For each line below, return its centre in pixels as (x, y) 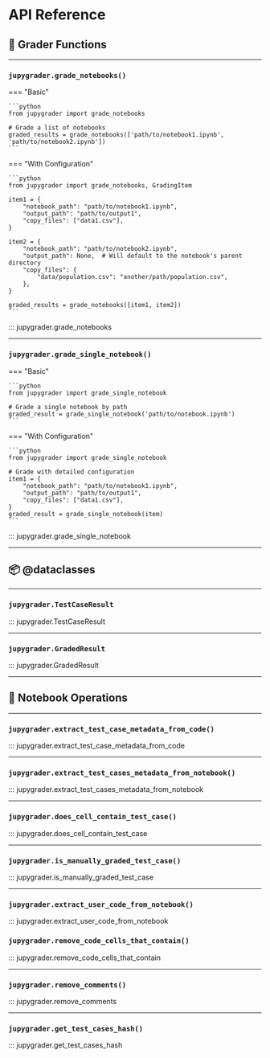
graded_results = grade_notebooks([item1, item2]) (95, 306)
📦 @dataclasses (52, 570)
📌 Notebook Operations (68, 698)
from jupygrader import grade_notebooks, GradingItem (100, 186)
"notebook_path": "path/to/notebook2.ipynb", (100, 249)
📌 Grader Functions (57, 45)
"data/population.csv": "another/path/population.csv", (133, 277)
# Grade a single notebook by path (68, 407)
